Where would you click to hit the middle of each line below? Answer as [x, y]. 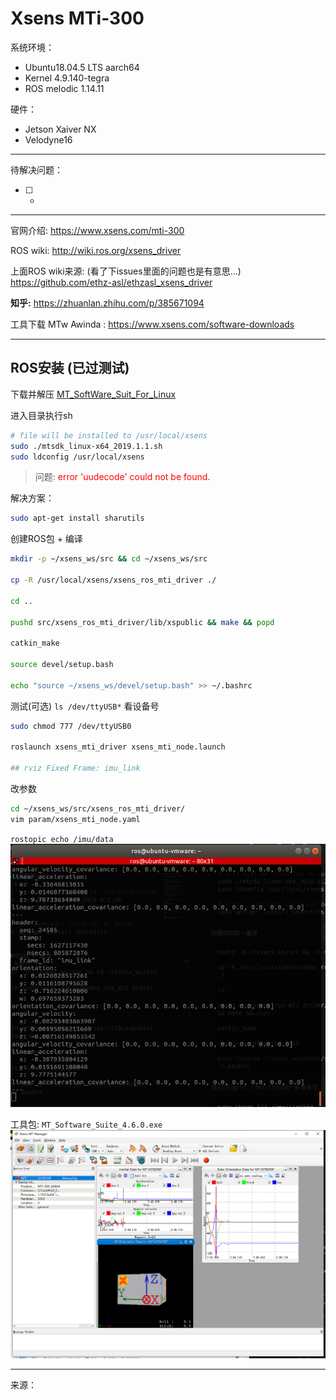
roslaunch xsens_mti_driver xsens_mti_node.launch [118, 747]
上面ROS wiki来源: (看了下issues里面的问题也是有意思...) [126, 271]
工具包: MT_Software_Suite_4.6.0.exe [86, 1124]
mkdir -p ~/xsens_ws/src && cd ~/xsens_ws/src [109, 559]
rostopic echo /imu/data [62, 839]
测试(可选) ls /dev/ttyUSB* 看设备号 [85, 706]
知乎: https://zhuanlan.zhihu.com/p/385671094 [107, 303]
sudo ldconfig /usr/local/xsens [77, 457]
